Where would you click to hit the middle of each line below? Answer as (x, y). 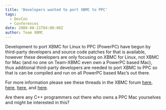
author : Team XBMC (24, 33)
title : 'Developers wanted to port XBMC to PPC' (56, 10)
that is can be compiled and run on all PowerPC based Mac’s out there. (78, 73)
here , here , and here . (27, 88)
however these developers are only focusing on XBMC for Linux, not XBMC (82, 57)
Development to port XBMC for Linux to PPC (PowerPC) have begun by (78, 47)
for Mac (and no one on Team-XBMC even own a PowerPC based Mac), (79, 62)
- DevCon (19, 19)
